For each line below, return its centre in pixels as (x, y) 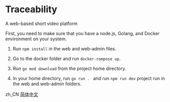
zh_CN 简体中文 (22, 94)
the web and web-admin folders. (47, 84)
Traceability (31, 9)
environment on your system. (36, 39)
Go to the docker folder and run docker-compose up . (67, 58)
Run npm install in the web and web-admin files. (64, 48)
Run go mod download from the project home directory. (69, 68)
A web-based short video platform (41, 23)
